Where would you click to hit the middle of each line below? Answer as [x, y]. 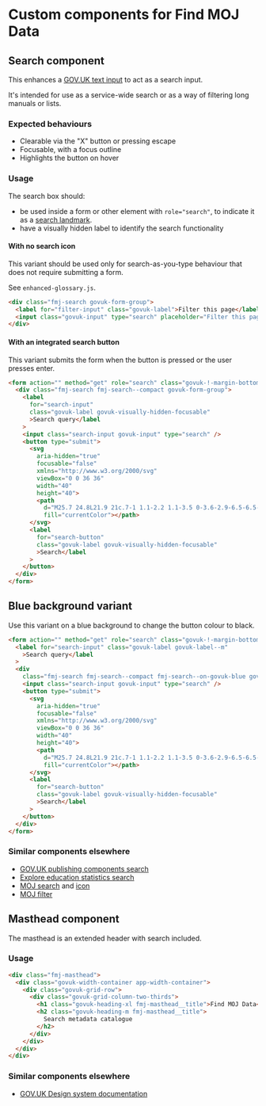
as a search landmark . [56, 219]
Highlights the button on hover [69, 158]
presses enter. [32, 368]
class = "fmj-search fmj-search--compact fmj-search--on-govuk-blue [134, 677]
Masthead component [64, 919]
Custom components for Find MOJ [124, 15]
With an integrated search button [64, 341]
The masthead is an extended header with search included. [105, 938]
